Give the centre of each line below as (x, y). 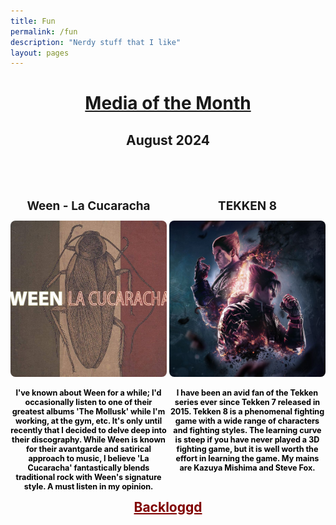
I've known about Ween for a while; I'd (88, 392)
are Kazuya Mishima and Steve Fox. (247, 467)
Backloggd (168, 506)
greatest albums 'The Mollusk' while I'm (88, 411)
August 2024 (167, 140)
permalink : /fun (44, 31)
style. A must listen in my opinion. (88, 486)
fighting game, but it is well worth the (247, 448)
